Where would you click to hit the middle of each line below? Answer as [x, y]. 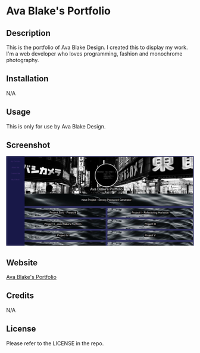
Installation [27, 79]
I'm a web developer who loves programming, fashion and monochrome [94, 54]
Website [22, 263]
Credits [20, 296]
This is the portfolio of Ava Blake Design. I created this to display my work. [97, 47]
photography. [23, 60]
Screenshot [28, 145]
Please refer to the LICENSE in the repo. [55, 343]
